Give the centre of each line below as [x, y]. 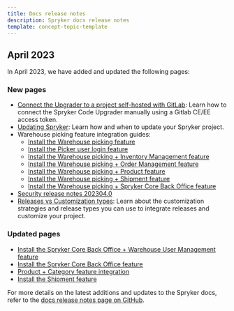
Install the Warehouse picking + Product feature [96, 172]
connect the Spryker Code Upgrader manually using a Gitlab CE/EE [114, 112]
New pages [27, 90]
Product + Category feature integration [73, 271]
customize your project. [51, 216]
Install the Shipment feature [57, 279]
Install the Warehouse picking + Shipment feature [99, 179]
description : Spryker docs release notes [68, 20]
